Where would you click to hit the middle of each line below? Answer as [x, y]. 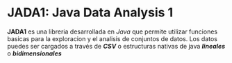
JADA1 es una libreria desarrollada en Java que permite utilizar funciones [112, 32]
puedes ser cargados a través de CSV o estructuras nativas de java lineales [116, 46]
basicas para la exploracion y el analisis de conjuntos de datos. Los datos [112, 38]
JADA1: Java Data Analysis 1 [90, 13]
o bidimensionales [35, 53]
